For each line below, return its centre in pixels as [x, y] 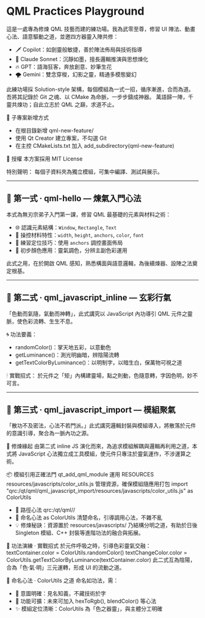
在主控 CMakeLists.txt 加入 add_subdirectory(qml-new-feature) [95, 145]
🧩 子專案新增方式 [28, 117]
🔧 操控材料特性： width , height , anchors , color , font [80, 235]
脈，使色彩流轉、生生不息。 [41, 321]
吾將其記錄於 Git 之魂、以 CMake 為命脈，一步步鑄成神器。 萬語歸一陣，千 [100, 96]
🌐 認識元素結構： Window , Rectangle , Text [66, 227]
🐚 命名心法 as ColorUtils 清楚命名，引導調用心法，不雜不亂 [89, 518]
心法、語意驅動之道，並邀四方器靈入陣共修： [63, 36]
